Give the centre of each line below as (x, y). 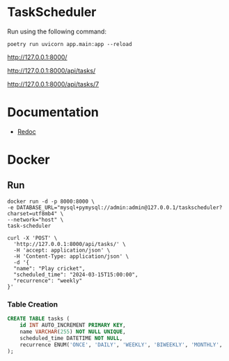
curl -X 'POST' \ (32, 238)
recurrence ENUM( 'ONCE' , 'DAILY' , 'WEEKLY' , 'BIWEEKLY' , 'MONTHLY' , (121, 345)
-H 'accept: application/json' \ (62, 250)
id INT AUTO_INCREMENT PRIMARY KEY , (73, 325)
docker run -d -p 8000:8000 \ (51, 201)
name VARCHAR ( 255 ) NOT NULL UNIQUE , (73, 332)
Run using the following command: (57, 31)
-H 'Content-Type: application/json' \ (71, 256)
